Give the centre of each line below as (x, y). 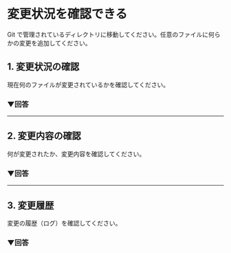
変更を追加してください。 (55, 43)
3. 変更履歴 (31, 205)
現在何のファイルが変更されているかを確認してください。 (88, 85)
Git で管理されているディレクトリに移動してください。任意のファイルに (108, 34)
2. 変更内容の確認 (44, 136)
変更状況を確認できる (67, 14)
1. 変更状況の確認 (43, 67)
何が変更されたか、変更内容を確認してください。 (76, 154)
